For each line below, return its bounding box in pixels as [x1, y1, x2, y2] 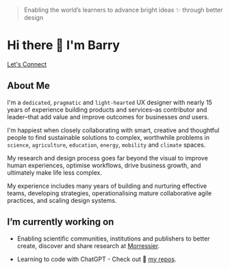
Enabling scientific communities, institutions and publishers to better [16, 234, 210, 243]
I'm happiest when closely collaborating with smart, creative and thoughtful [7, 126, 220, 134]
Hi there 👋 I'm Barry [7, 38, 120, 53]
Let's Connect [7, 60, 47, 68]
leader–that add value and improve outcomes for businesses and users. [7, 112, 209, 121]
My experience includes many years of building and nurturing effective [7, 182, 207, 190]
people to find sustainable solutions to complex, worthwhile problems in [7, 133, 210, 141]
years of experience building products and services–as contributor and [7, 106, 207, 114]
